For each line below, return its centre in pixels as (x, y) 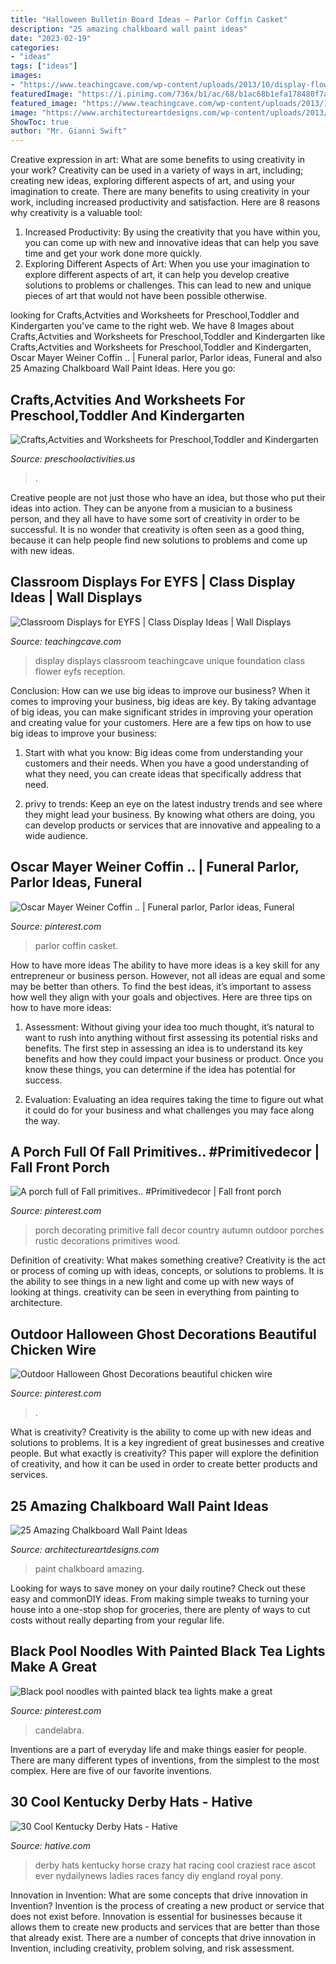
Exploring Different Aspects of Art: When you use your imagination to (167, 264)
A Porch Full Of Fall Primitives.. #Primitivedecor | (165, 1151)
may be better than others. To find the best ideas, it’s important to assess (161, 986)
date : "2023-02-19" (51, 38)
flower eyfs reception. (80, 671)
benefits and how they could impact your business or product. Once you (174, 1058)
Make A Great (53, 1667)
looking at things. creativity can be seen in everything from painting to (155, 1292)
